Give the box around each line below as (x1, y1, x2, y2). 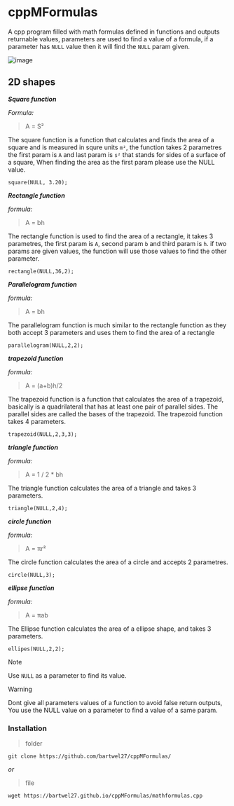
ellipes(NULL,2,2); (8, 646, 65, 653)
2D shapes (8, 76, 55, 88)
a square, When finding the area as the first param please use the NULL (8, 158, 216, 166)
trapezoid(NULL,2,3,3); (8, 430, 78, 438)
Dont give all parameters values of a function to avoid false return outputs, (8, 698, 223, 706)
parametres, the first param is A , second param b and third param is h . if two (8, 239, 227, 247)
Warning (8, 685, 32, 693)
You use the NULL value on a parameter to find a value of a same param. (8, 706, 218, 714)
